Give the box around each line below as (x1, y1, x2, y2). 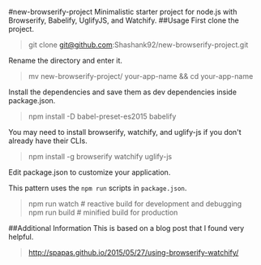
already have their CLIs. (8, 136, 88, 146)
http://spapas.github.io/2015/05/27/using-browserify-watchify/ (28, 248, 239, 257)
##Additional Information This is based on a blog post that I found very (8, 224, 245, 232)
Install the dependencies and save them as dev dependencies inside (8, 87, 237, 97)
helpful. (8, 232, 34, 241)
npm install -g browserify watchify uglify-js (28, 152, 173, 161)
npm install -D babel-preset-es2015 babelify (28, 111, 177, 121)
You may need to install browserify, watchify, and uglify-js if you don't (8, 128, 242, 137)
